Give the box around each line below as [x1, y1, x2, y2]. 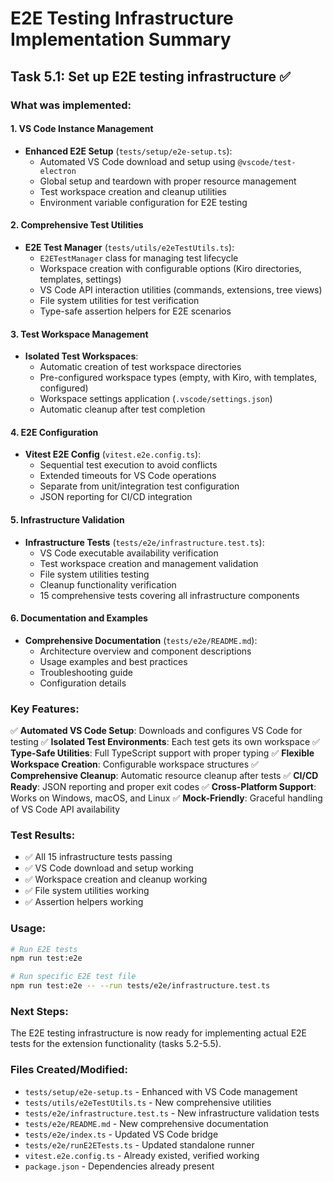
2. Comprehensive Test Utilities [10, 219, 144, 231]
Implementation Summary [10, 28, 232, 51]
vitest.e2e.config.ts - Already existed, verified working [24, 1149, 260, 1161]
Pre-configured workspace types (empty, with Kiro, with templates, [39, 372, 318, 384]
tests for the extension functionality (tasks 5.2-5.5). [10, 1038, 222, 1050]
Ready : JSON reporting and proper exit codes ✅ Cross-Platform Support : [10, 781, 317, 793]
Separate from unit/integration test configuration [39, 480, 240, 492]
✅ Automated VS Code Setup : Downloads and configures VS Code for [10, 725, 303, 737]
